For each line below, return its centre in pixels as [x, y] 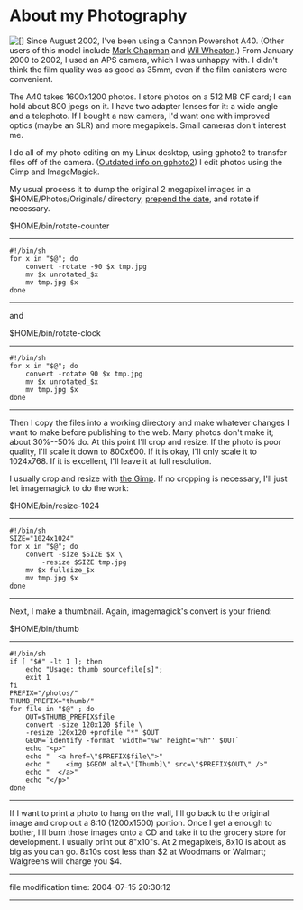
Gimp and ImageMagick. [55, 172]
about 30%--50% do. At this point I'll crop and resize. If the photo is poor [146, 441]
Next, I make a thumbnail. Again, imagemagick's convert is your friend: [141, 611]
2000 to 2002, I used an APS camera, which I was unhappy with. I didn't [143, 60]
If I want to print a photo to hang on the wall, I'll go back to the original [139, 812]
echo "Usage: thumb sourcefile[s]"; [95, 669]
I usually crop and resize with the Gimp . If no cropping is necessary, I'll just [148, 478]
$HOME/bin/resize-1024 [55, 506]
